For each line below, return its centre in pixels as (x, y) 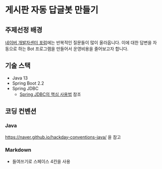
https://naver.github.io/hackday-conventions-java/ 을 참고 (63, 137)
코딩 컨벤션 (21, 111)
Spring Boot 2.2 (28, 83)
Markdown (18, 150)
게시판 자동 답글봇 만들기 (52, 10)
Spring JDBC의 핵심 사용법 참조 (50, 94)
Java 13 (20, 78)
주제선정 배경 (24, 30)
